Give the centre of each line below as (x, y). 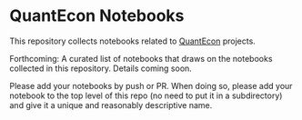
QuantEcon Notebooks (97, 16)
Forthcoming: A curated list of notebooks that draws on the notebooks (141, 58)
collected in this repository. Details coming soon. (101, 68)
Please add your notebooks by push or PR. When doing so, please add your (151, 85)
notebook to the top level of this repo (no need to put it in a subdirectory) (146, 95)
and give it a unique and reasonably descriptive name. (111, 105)
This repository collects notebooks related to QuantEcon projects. (133, 41)
